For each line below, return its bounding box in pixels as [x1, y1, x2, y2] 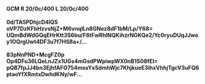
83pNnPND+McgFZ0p [6, 51, 65, 58]
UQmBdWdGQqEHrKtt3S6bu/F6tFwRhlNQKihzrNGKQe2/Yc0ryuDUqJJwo [6, 31, 199, 39]
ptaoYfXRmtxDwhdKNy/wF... [6, 71, 83, 78]
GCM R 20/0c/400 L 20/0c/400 [6, 5, 89, 12]
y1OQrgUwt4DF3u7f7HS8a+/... [6, 38, 88, 45]
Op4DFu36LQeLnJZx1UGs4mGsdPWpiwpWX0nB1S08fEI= [6, 58, 158, 65]
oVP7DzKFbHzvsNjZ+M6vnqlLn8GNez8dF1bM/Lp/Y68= [6, 25, 153, 32]
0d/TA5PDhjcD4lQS [6, 18, 58, 26]
